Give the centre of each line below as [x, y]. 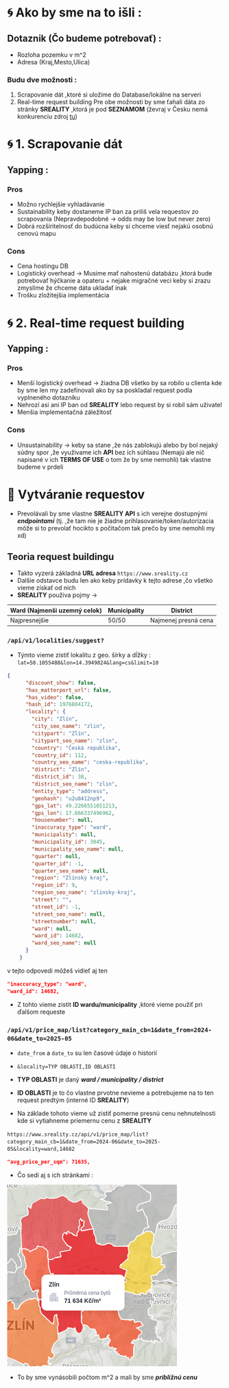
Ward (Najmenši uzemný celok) [56, 610]
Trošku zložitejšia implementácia [63, 295]
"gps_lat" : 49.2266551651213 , [75, 806]
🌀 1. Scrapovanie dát [65, 144]
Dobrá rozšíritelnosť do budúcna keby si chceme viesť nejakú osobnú [115, 226]
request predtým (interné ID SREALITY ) [73, 1100]
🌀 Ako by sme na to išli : [74, 13]
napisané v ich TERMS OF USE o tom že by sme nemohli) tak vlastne [114, 459]
